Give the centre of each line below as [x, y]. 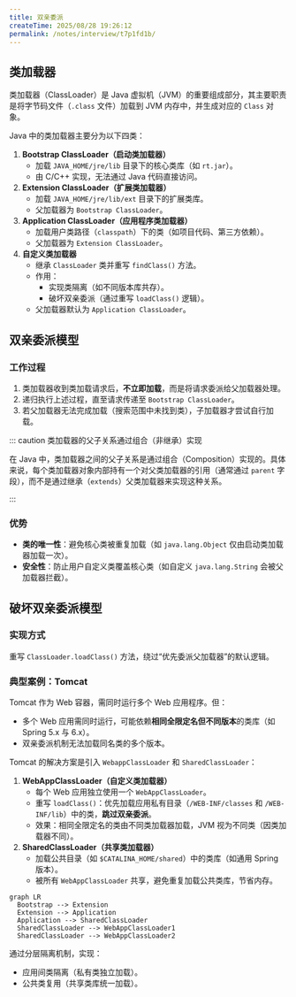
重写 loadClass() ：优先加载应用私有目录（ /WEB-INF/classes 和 [149, 803]
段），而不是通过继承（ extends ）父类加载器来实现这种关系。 [118, 481]
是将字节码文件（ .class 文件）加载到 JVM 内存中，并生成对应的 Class [137, 106]
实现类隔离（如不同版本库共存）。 [109, 288]
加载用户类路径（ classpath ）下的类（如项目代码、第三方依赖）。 [152, 232]
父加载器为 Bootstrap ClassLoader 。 [101, 210]
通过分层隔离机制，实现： [56, 954]
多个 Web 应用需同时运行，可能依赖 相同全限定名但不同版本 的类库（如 [148, 721]
